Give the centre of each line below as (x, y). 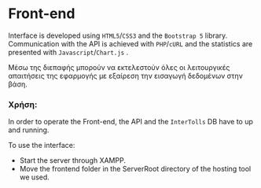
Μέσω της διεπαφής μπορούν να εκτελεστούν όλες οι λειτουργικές (119, 67)
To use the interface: (42, 146)
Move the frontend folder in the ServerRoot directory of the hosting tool (135, 169)
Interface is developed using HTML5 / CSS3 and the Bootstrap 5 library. (118, 35)
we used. (34, 177)
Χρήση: (23, 105)
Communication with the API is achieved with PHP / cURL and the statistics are (130, 43)
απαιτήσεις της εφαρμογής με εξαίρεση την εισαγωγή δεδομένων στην (126, 76)
